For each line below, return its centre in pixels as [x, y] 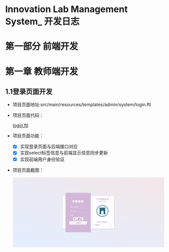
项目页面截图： [28, 170]
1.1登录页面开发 [29, 91]
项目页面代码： [28, 115]
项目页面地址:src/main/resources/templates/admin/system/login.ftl [82, 105]
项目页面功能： [28, 136]
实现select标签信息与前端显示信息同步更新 [64, 153]
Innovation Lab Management [66, 9]
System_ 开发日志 [42, 22]
